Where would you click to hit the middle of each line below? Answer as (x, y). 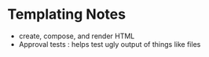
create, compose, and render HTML (77, 36)
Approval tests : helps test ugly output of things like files (110, 44)
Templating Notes (67, 14)
